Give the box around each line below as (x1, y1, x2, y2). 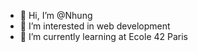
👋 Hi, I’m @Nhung (19, 10, 93, 21)
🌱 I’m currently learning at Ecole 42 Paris (19, 31, 189, 42)
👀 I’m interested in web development (19, 20, 171, 32)
